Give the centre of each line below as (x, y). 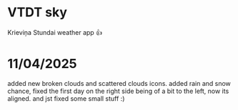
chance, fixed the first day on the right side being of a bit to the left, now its (118, 91)
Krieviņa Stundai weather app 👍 (55, 32)
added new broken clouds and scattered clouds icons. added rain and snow (119, 83)
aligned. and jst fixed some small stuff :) (66, 98)
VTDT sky (38, 12)
